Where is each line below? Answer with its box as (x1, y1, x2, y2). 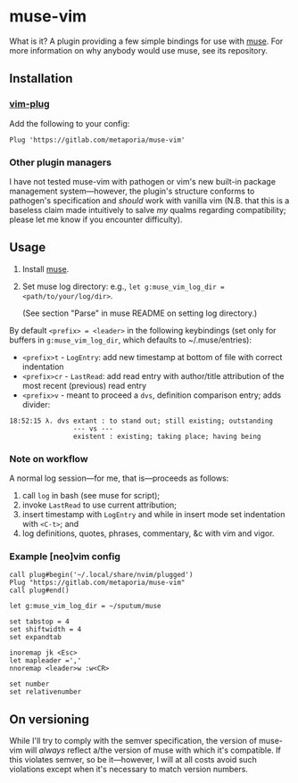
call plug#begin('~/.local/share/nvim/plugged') (9, 571, 194, 580)
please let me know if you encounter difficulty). (9, 214, 183, 225)
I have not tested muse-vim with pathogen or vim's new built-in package (9, 176, 277, 186)
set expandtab (9, 633, 62, 642)
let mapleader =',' (9, 656, 82, 665)
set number (9, 680, 50, 688)
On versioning (9, 712, 89, 727)
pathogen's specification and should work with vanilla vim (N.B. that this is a (9, 194, 290, 206)
